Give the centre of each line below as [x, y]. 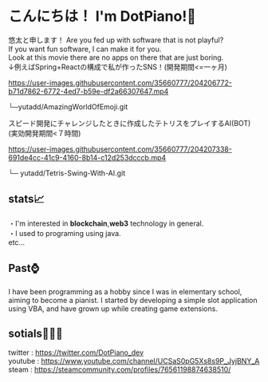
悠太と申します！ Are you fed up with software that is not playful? [116, 40]
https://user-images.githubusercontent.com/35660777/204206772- [120, 83]
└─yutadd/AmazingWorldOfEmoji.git [68, 106]
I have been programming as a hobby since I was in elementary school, [125, 291]
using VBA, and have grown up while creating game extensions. [113, 309]
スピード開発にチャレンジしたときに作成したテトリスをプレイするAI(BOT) [130, 123]
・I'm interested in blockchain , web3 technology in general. [106, 223]
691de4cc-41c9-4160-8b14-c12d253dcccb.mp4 [87, 157]
